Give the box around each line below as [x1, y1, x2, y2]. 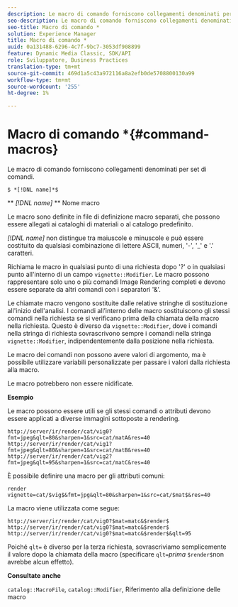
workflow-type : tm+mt [7, 76, 72, 84]
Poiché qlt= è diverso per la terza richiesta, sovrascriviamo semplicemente [7, 542, 227, 551]
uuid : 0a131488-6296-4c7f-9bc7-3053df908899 [7, 43, 141, 50]
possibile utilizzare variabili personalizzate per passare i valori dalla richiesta [7, 358, 230, 366]
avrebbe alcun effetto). [7, 558, 74, 567]
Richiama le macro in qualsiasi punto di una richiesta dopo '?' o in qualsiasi [7, 263, 225, 271]
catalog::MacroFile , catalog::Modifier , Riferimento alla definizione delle [7, 585, 221, 594]
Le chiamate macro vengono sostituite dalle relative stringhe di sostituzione [7, 299, 228, 307]
